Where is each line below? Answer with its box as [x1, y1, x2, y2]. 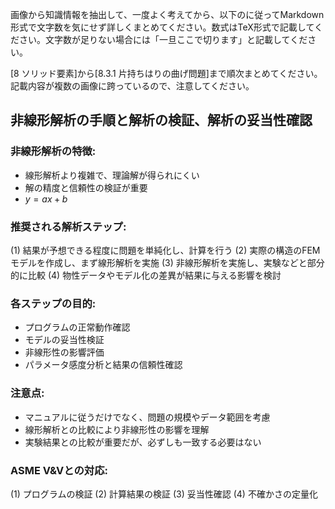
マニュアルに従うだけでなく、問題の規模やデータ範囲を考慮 [24, 411, 271, 423]
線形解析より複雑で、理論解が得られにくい [24, 169, 200, 181]
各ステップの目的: [10, 296, 97, 310]
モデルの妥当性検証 [24, 334, 105, 346]
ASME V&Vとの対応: [10, 463, 109, 477]
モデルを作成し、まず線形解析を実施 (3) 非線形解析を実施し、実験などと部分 [10, 256, 325, 268]
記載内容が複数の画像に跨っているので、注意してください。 [10, 80, 255, 92]
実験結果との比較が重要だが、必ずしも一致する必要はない [24, 436, 262, 448]
